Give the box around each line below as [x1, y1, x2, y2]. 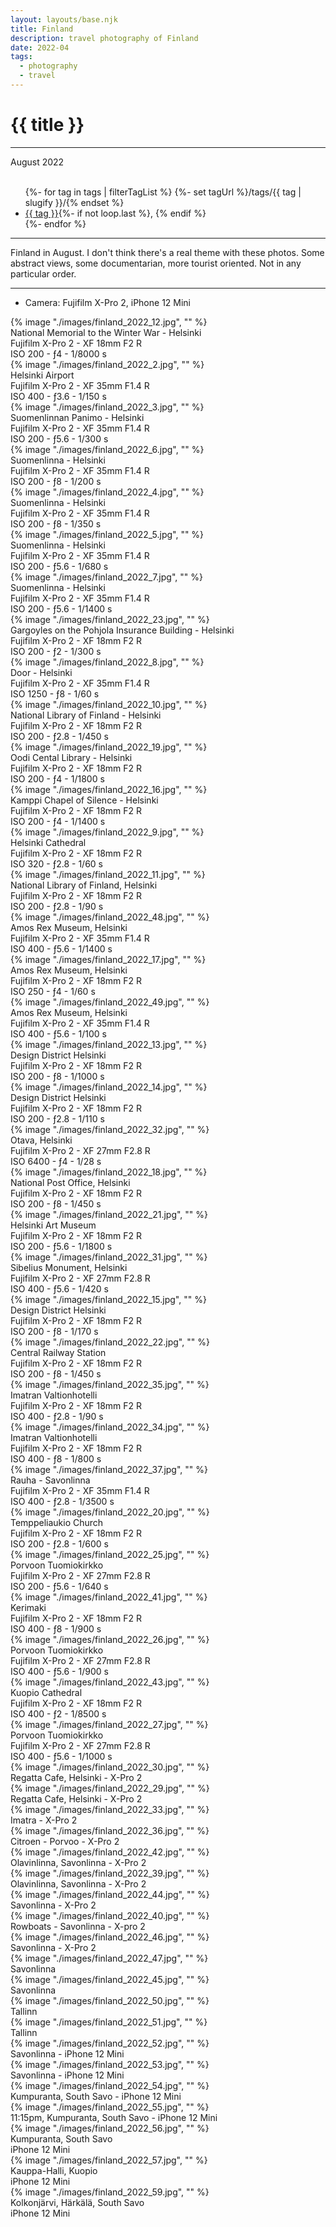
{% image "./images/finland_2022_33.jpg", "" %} [10, 1803, 210, 1815]
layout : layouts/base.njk [10, 14, 118, 25]
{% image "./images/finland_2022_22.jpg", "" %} [10, 1336, 210, 1348]
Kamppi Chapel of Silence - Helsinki [10, 794, 159, 806]
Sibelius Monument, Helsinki [10, 1261, 128, 1273]
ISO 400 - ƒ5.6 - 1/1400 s [10, 942, 113, 955]
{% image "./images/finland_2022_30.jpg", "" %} [10, 1761, 210, 1773]
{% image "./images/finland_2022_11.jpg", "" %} [10, 868, 206, 880]
